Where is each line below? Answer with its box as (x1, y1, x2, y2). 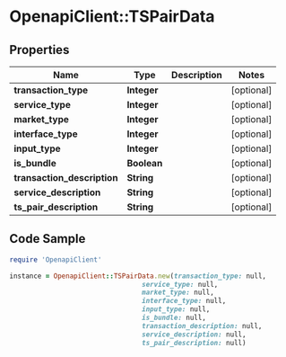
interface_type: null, (142, 297, 227, 306)
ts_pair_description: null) (142, 338, 247, 347)
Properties (9, 42, 70, 58)
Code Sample (9, 231, 86, 246)
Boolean (126, 157, 163, 169)
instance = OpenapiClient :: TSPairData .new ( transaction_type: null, (9, 272, 267, 281)
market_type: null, (142, 288, 215, 298)
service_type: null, (142, 280, 219, 289)
